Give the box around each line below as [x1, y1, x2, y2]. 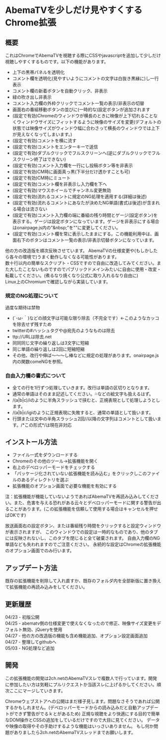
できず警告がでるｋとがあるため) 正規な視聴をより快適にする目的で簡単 [13, 711, 160, 717]
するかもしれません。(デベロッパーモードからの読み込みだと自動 [5, 704, 137, 710]
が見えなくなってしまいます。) [12, 131, 72, 137]
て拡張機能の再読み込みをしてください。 [5, 584, 88, 590]
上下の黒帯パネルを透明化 [12, 69, 65, 75]
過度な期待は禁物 [5, 304, 40, 311]
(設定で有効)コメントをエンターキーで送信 [12, 144, 98, 150]
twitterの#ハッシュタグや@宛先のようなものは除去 [12, 328, 115, 334]
